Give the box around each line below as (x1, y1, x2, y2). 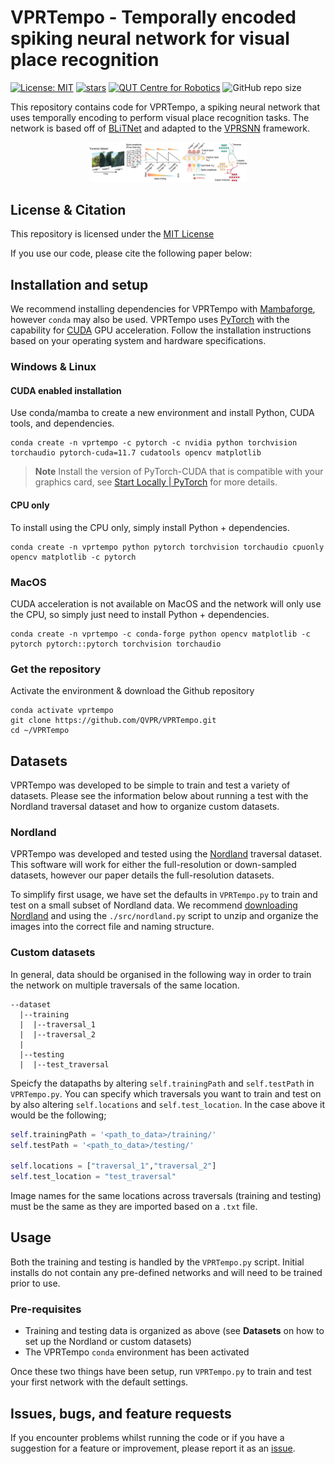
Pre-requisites (10, 1302, 82, 1316)
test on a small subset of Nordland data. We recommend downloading (10, 899, 298, 911)
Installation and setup (10, 276, 149, 293)
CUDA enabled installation (10, 384, 122, 396)
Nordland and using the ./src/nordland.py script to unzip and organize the (10, 910, 319, 922)
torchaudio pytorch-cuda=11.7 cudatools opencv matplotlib (10, 448, 262, 458)
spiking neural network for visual (10, 27, 290, 50)
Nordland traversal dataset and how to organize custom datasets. (10, 801, 280, 813)
